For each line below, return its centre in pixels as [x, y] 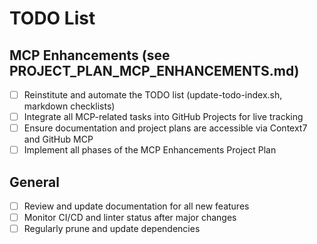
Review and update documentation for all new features [136, 206]
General [35, 182]
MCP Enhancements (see [90, 55]
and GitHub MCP [58, 139]
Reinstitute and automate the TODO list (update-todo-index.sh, [153, 95]
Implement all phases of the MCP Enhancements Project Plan [150, 150]
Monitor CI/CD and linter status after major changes [130, 218]
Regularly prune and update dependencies [112, 229]
